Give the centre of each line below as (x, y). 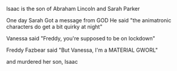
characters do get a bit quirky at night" (54, 27)
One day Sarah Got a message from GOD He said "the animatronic (89, 20)
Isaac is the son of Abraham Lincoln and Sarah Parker (73, 9)
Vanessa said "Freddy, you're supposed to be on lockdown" (81, 38)
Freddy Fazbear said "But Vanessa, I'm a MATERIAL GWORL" (82, 50)
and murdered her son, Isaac (42, 62)
